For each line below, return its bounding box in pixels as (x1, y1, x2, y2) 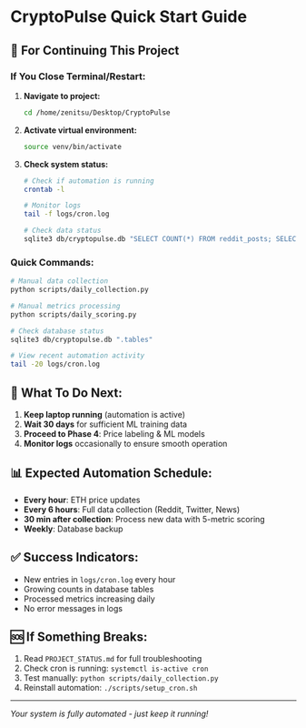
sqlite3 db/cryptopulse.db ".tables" (10, 335, 153, 344)
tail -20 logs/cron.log (10, 359, 101, 369)
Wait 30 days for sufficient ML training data (23, 419, 188, 430)
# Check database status (10, 326, 104, 336)
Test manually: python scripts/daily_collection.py (23, 672, 219, 683)
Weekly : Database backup (23, 523, 123, 534)
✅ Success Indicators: (10, 550, 139, 565)
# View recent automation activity (10, 351, 145, 360)
